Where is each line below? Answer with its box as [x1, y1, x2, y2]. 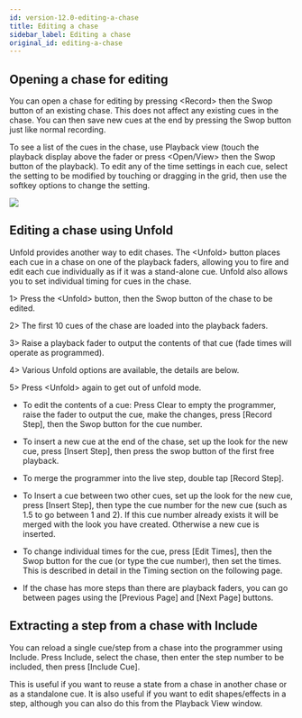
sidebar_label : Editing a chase [9, 30, 131, 39]
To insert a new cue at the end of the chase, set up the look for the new [22, 436, 288, 447]
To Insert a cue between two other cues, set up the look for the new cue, [22, 490, 293, 501]
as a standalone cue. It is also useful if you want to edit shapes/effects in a [9, 688, 287, 699]
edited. [9, 303, 36, 314]
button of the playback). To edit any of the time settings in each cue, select [9, 161, 288, 172]
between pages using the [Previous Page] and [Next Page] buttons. [22, 592, 274, 603]
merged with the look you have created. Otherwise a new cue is [22, 519, 260, 530]
